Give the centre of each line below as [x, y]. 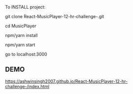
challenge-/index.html [27, 86]
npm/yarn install [21, 35]
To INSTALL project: [25, 7]
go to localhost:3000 [26, 54]
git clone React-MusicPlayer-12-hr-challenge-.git [55, 16]
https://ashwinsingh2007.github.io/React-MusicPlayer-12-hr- [66, 81]
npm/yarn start [20, 45]
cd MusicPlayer [21, 26]
